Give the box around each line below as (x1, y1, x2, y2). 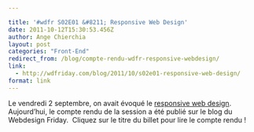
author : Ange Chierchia (8, 33, 87, 41)
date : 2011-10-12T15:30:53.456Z (8, 25, 114, 34)
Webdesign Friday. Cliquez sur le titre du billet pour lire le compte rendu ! (8, 115, 246, 124)
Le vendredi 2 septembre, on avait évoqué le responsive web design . (8, 98, 232, 108)
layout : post (8, 40, 51, 48)
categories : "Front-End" (8, 48, 90, 56)
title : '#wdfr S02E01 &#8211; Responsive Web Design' (8, 18, 189, 26)
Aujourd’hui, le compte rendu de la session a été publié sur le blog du (8, 107, 233, 116)
